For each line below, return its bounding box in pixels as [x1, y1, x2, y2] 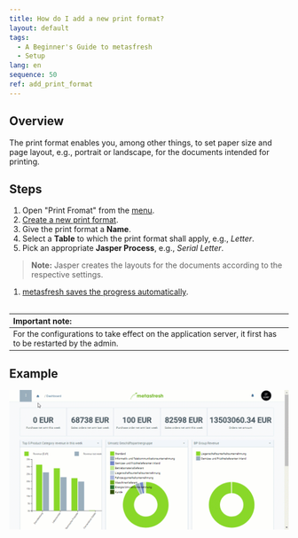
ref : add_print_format [9, 80, 93, 89]
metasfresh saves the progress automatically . [21, 286, 189, 297]
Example [9, 366, 59, 381]
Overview [9, 113, 65, 129]
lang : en [9, 61, 42, 70]
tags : [9, 33, 29, 42]
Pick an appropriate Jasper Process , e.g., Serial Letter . [21, 243, 224, 253]
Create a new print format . [21, 214, 119, 225]
